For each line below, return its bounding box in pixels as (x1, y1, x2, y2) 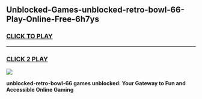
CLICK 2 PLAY (6, 55, 48, 63)
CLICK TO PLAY (6, 32, 53, 41)
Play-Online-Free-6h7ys (6, 14, 99, 25)
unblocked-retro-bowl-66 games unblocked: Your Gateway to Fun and (6, 79, 186, 86)
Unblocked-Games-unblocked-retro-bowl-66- (6, 5, 185, 15)
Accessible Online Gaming (6, 86, 74, 93)
